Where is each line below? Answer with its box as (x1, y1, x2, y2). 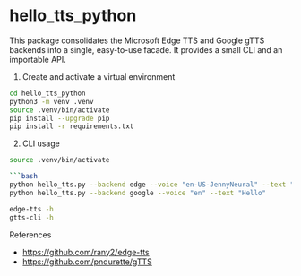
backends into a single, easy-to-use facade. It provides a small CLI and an (9, 44, 283, 55)
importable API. (9, 54, 67, 65)
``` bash (9, 172, 39, 181)
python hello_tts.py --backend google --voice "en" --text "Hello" (9, 188, 267, 197)
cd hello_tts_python (9, 89, 87, 98)
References (9, 229, 52, 240)
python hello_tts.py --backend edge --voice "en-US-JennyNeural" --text (9, 180, 287, 189)
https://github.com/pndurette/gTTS (21, 256, 152, 267)
